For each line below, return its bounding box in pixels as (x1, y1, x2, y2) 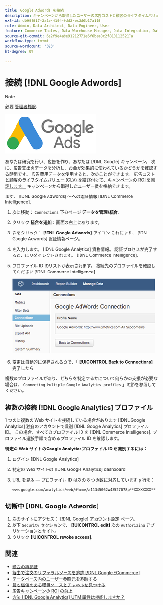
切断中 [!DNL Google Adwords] (5, 502, 99, 510)
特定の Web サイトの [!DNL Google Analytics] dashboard (12, 467, 126, 472)
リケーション (12, 528, 38, 534)
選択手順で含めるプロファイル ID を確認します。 (26, 435, 122, 441)
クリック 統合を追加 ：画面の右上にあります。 (12, 219, 103, 225)
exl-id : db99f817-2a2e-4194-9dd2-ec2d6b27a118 (5, 18, 101, 23)
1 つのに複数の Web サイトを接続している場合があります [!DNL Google (5, 417, 146, 423)
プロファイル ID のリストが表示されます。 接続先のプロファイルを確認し (12, 263, 156, 269)
